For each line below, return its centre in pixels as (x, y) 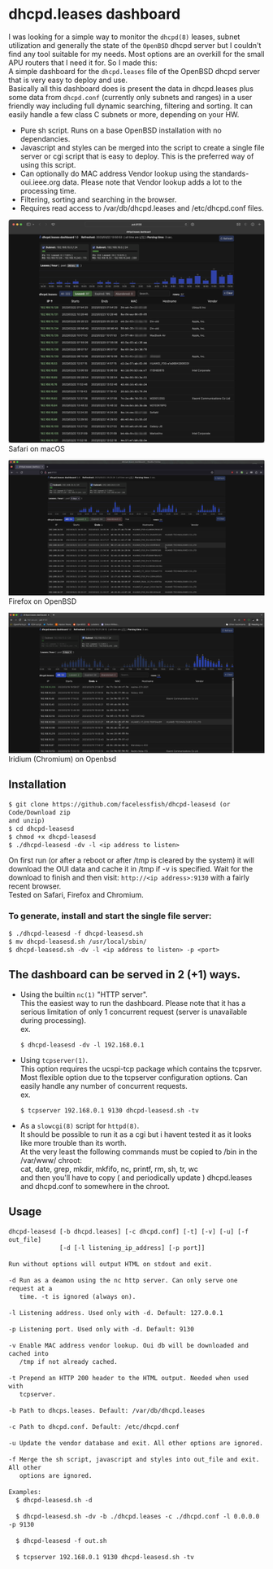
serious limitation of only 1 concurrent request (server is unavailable (134, 1012)
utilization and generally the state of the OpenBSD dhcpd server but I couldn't (135, 45)
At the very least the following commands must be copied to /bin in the (139, 1152)
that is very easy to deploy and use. (68, 80)
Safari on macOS (37, 449)
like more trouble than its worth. (74, 1143)
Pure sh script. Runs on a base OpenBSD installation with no (121, 130)
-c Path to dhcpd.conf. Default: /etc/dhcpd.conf (94, 1427)
